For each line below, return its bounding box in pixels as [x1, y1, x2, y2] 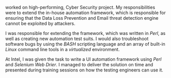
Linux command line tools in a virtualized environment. [5, 47, 120, 52]
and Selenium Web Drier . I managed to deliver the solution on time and [5, 62, 154, 67]
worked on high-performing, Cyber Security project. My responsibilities [5, 5, 155, 10]
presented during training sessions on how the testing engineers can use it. [5, 67, 164, 73]
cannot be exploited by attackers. [5, 20, 75, 26]
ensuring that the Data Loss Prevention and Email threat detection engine [5, 15, 159, 21]
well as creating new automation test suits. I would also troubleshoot [5, 35, 149, 42]
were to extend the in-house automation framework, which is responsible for [5, 10, 166, 16]
